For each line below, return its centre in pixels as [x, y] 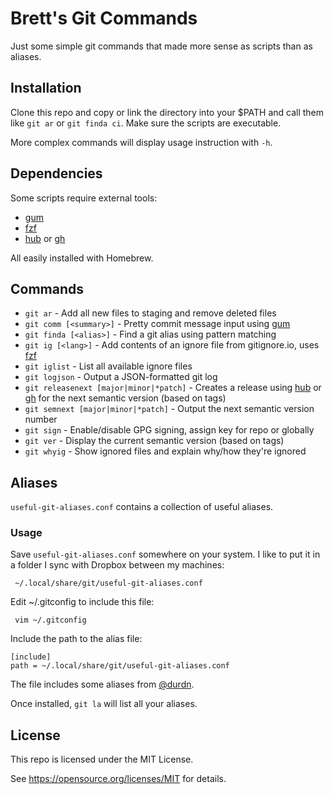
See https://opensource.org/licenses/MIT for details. [118, 779]
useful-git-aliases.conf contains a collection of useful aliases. [142, 507]
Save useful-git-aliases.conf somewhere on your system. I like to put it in [165, 554]
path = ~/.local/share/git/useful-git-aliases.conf [120, 666]
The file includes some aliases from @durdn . [102, 684]
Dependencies [56, 173]
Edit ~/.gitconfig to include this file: [82, 602]
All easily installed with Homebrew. [82, 258]
